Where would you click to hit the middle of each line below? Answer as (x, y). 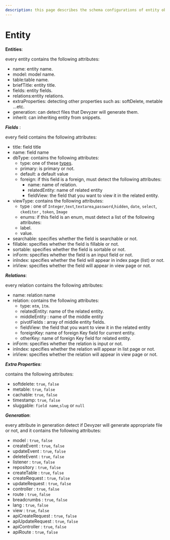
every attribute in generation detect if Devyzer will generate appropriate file (84, 425)
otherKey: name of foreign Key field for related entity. (76, 338)
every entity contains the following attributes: (52, 59)
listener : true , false (34, 462)
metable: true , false (34, 389)
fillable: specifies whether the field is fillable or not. (66, 244)
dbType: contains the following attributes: (56, 157)
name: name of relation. (52, 184)
